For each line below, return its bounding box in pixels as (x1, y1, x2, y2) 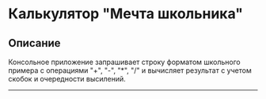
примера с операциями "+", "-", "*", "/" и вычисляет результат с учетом (8, 66, 252, 75)
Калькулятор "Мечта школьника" (8, 5, 244, 23)
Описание (8, 36, 61, 50)
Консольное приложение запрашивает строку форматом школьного (8, 57, 241, 67)
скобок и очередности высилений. (8, 74, 127, 83)
